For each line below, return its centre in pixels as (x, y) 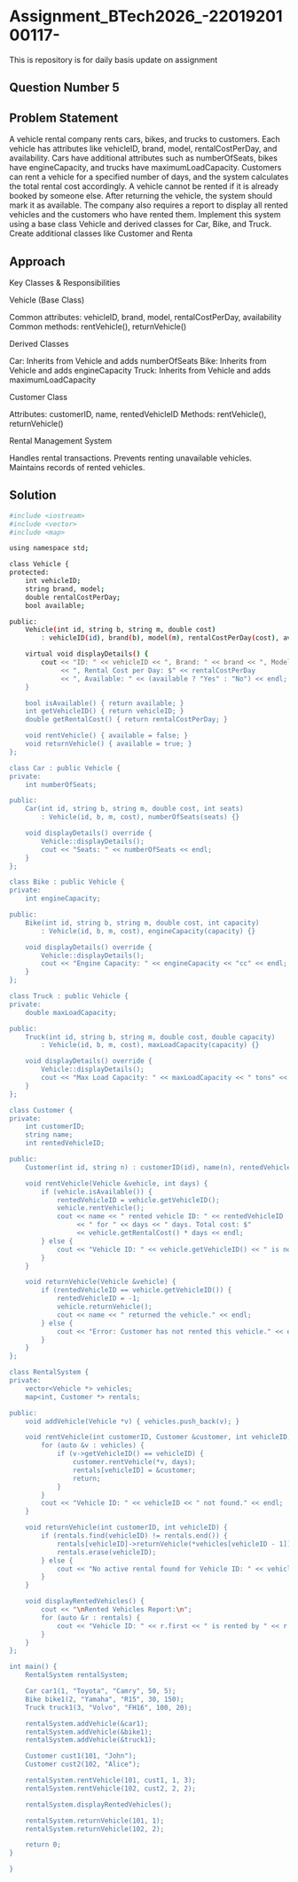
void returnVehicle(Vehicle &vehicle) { (101, 1282)
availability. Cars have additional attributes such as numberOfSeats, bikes (143, 158)
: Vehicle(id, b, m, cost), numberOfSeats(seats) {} (141, 817)
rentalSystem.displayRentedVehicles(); (99, 1804)
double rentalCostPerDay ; (73, 597)
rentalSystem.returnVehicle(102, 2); (95, 1829)
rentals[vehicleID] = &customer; (134, 1470)
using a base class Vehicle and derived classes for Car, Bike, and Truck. (141, 224)
